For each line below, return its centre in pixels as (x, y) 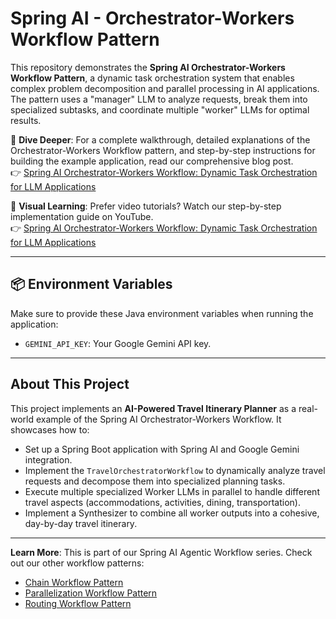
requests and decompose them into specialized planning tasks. (155, 481)
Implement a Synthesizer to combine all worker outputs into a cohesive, (172, 513)
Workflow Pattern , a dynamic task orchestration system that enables (152, 78)
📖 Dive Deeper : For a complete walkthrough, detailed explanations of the (160, 139)
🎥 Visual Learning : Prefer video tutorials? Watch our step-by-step (146, 206)
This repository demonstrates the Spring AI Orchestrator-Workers (148, 67)
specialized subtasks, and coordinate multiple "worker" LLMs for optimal (160, 109)
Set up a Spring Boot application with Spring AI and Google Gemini (162, 449)
